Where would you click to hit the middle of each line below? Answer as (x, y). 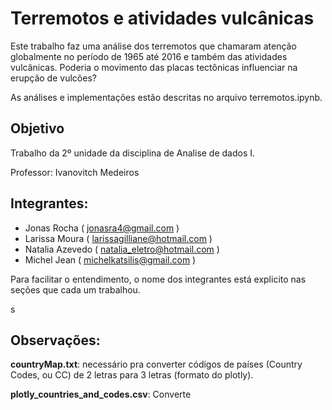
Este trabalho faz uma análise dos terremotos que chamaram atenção (153, 46)
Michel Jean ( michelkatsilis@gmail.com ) (110, 259)
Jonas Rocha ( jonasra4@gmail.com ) (102, 228)
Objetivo (37, 128)
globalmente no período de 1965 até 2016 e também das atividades (149, 56)
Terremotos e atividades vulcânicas (162, 18)
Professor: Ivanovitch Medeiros (75, 172)
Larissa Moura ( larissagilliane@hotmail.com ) (118, 238)
